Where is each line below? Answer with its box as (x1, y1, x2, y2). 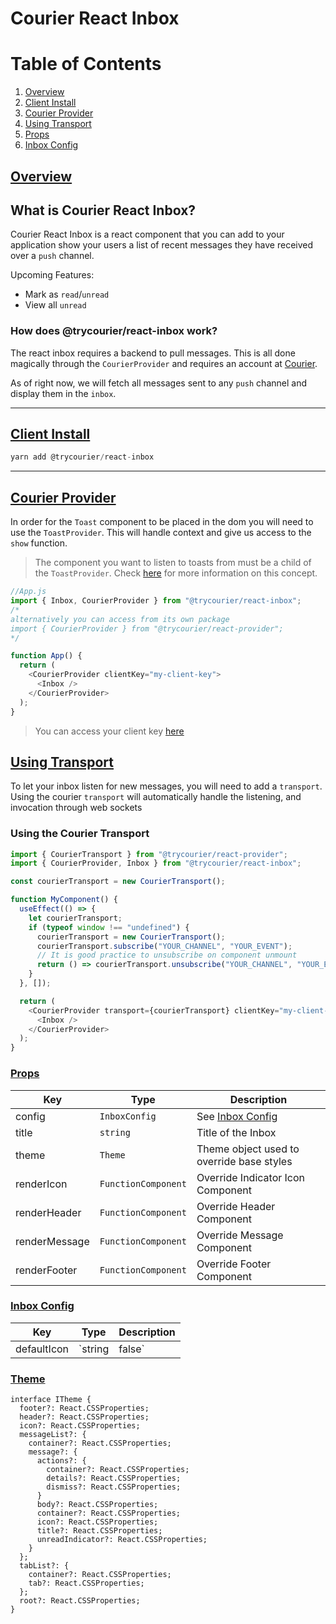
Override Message (196, 1228, 284, 1242)
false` (118, 1342, 145, 1356)
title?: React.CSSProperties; (36, 1526, 163, 1536)
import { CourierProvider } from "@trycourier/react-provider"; (10, 623, 284, 634)
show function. (10, 537, 68, 549)
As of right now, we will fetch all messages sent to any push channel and (10, 377, 307, 389)
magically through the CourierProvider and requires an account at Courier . (10, 357, 318, 369)
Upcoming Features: (10, 269, 95, 281)
